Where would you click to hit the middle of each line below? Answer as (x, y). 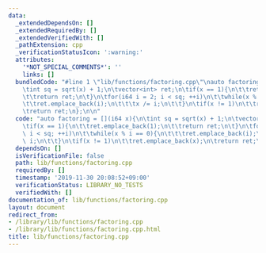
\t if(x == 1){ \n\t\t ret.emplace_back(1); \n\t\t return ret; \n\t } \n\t (138, 126)
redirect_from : (33, 215)
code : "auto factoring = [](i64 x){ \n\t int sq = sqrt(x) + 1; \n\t (127, 119)
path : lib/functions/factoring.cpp (74, 163)
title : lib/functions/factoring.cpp (68, 237)
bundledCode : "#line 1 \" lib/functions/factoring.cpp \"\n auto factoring (138, 82)
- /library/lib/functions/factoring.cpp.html (84, 230)
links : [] (39, 75)
